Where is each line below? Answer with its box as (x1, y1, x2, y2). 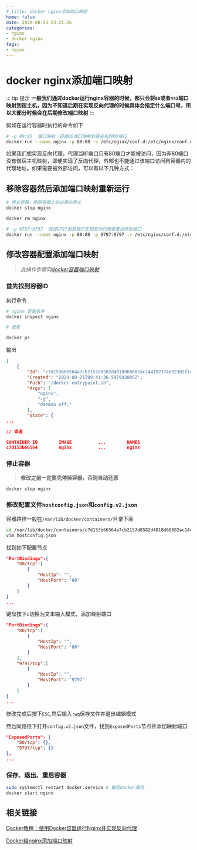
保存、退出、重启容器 (6, 771, 66, 779)
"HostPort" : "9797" (37, 677, 85, 683)
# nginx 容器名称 (6, 308, 45, 314)
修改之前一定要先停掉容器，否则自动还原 (20, 474, 118, 481)
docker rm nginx (6, 215, 46, 221)
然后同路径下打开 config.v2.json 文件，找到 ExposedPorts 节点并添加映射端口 (6, 723, 188, 730)
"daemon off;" (37, 402, 72, 408)
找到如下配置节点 (6, 544, 47, 551)
